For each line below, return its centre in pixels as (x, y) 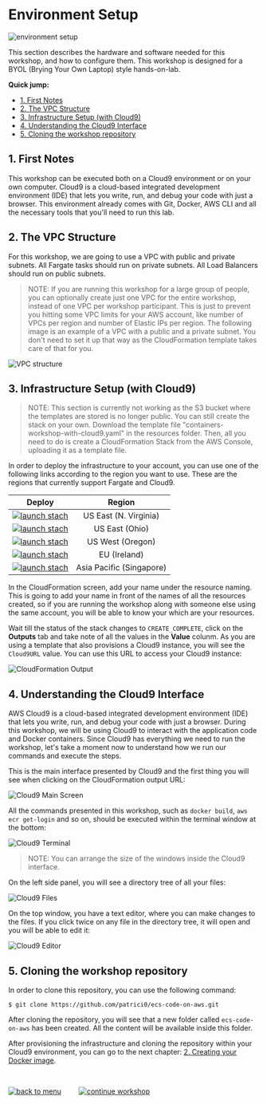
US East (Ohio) (122, 529)
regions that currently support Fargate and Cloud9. (92, 483)
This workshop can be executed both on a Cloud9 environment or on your (130, 178)
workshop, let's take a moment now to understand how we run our (118, 747)
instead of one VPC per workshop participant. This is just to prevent (139, 306)
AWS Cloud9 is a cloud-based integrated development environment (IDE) (128, 714)
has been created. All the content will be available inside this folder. (142, 1028)
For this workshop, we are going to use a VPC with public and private (122, 256)
